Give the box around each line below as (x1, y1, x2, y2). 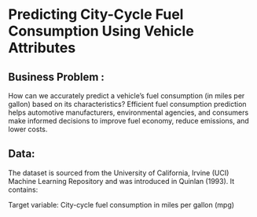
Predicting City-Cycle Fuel (8, 6, 184, 24)
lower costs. (8, 124, 48, 134)
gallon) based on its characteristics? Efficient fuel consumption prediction (8, 100, 247, 108)
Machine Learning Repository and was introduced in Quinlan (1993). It (8, 176, 235, 186)
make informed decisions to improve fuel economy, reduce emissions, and (8, 116, 249, 125)
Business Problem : (8, 70, 105, 83)
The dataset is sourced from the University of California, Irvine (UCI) (8, 167, 229, 178)
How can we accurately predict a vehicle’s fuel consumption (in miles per (8, 91, 245, 100)
